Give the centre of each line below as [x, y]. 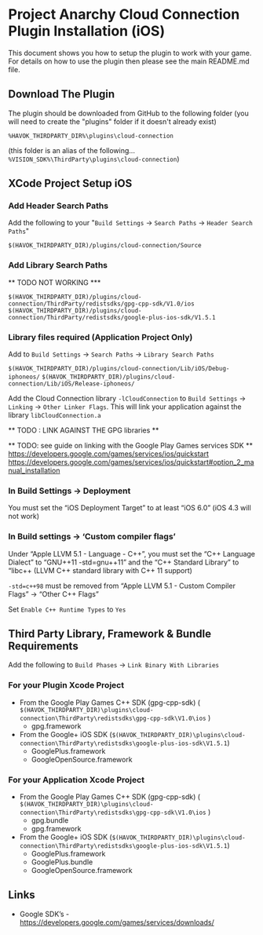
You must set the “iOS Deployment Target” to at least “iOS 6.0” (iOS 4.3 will [130, 508]
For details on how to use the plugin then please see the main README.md [129, 61]
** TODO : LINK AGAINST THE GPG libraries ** [84, 430]
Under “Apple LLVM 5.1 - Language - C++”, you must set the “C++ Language [132, 553]
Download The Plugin [62, 95]
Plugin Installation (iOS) [87, 31]
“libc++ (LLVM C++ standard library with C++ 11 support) [100, 570]
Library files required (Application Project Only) [100, 337]
